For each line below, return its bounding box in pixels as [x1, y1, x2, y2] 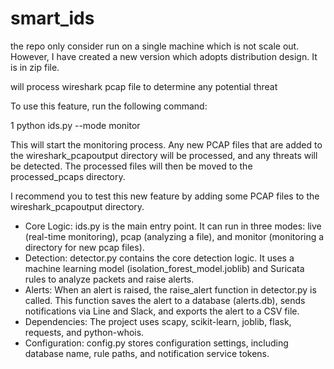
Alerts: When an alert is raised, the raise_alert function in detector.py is [24, 283, 317, 296]
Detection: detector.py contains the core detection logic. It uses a [24, 252, 295, 264]
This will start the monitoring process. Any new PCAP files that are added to [10, 138, 323, 151]
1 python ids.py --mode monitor [10, 119, 141, 131]
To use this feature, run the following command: [10, 100, 208, 112]
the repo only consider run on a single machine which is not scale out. [10, 40, 300, 52]
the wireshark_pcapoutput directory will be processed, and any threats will [10, 149, 318, 161]
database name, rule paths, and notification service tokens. [24, 347, 270, 359]
